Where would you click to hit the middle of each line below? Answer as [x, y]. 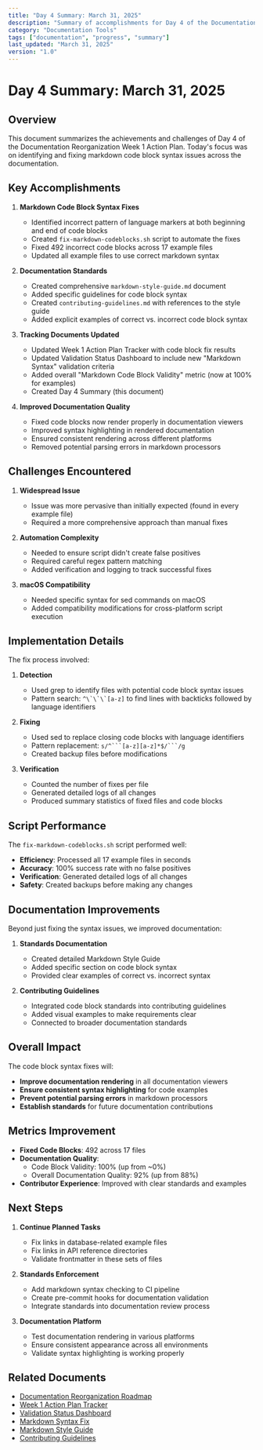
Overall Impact [45, 1047]
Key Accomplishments [65, 188]
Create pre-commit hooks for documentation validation [120, 1297]
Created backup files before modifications [99, 754]
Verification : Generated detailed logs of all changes [103, 876]
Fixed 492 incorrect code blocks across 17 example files [122, 247]
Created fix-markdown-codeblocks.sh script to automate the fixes [136, 239]
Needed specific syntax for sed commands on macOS [118, 599]
